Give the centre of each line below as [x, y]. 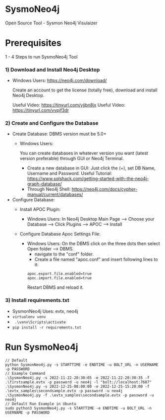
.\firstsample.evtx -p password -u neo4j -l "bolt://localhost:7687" [79, 382]
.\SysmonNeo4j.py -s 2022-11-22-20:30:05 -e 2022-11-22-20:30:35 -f [77, 378]
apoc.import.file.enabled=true [59, 278]
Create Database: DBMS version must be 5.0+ [59, 134]
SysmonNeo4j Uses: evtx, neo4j [45, 311]
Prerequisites [33, 43]
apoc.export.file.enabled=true [59, 274]
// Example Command [25, 373]
